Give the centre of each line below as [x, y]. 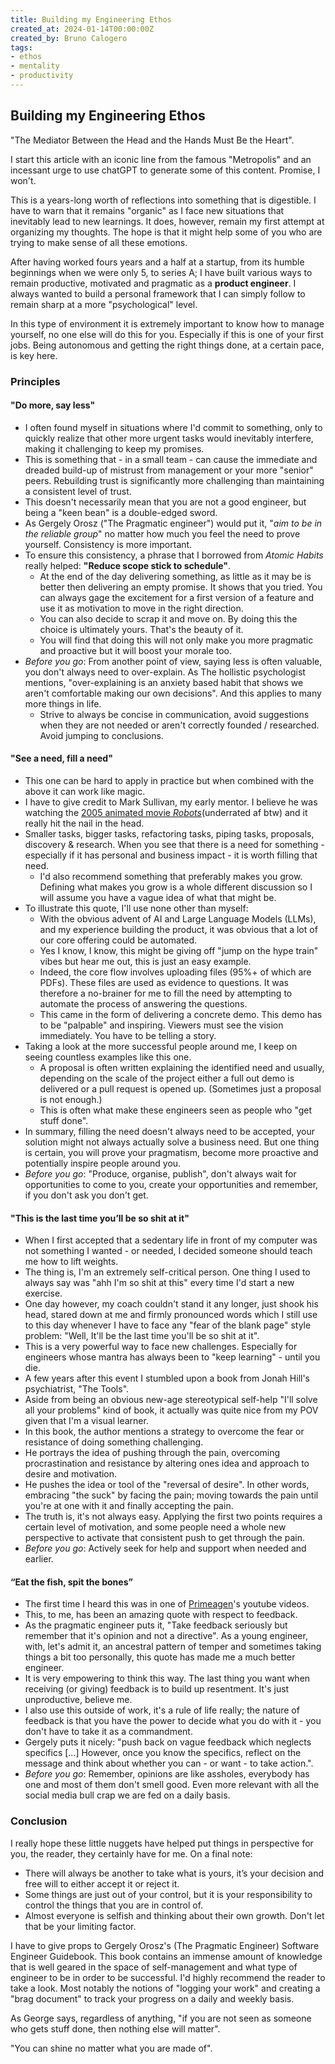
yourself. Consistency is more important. [108, 544]
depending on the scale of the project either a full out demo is [167, 1078]
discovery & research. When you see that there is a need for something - [174, 845]
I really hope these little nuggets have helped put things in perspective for [162, 1843]
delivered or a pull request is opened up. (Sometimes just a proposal [180, 1089]
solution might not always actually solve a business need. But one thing [172, 1142]
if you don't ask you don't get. [86, 1195]
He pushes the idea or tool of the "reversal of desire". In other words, [167, 1485]
